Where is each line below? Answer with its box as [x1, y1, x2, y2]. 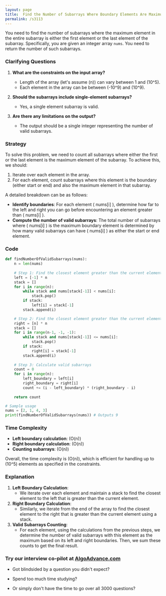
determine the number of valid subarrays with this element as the [19, 532, 153, 538]
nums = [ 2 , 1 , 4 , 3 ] [5, 408, 48, 413]
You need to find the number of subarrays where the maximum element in [5, 30, 156, 36]
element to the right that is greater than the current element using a [19, 511, 157, 517]
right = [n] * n [14, 321, 48, 326]
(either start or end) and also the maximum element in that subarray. [12, 182, 152, 188]
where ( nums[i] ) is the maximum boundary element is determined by [12, 222, 155, 228]
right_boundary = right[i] [23, 381, 79, 386]
